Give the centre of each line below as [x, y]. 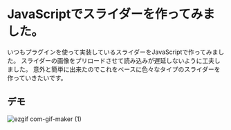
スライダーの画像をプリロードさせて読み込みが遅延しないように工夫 [118, 60]
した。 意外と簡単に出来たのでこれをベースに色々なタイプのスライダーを [117, 69]
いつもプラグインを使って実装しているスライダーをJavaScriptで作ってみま [113, 52]
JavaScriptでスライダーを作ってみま [111, 14]
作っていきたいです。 [37, 77]
